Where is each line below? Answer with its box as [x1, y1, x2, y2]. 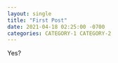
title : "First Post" [7, 17, 68, 24]
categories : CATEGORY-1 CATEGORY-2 [7, 29, 112, 37]
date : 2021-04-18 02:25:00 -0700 [7, 23, 105, 30]
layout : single [7, 10, 52, 17]
